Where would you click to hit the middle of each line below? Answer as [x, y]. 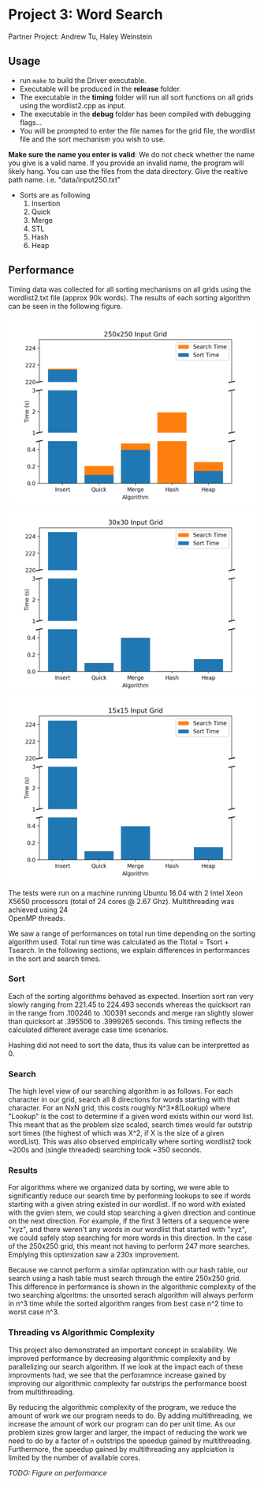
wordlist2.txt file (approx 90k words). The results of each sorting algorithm [129, 297]
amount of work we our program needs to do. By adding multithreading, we [130, 1415]
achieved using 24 [38, 910]
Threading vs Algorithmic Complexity [82, 1332]
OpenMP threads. [37, 918]
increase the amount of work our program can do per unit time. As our [122, 1423]
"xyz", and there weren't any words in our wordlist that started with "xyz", [127, 1230]
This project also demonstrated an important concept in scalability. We [123, 1350]
